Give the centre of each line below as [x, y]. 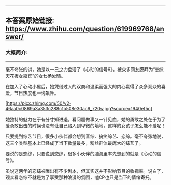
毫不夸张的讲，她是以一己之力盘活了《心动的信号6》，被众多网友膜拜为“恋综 [84, 69]
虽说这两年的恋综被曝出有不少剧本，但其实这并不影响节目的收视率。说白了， [85, 171]
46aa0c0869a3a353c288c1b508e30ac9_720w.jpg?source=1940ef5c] [79, 108]
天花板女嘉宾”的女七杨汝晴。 [35, 76]
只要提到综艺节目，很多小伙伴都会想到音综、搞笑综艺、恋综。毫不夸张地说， [85, 136]
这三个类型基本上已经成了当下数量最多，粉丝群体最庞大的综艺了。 [74, 143]
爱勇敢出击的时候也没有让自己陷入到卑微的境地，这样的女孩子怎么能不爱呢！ [85, 125]
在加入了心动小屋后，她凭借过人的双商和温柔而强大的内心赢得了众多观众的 [83, 86]
